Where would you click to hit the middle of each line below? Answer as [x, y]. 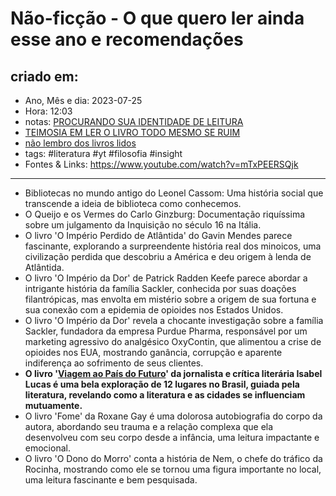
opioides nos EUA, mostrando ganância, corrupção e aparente [153, 352]
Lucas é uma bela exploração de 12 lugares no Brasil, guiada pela [162, 384]
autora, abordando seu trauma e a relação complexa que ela [149, 426]
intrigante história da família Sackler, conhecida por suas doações [160, 288]
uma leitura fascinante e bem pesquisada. [111, 480]
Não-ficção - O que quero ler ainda [157, 18]
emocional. [47, 448]
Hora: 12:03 [48, 111]
